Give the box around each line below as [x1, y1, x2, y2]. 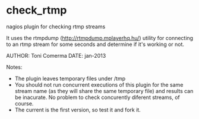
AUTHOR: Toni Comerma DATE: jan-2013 [6, 52, 106, 59]
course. [14, 100, 34, 107]
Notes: [6, 63, 23, 71]
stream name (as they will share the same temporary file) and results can [14, 87, 194, 94]
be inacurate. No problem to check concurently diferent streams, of [14, 94, 180, 101]
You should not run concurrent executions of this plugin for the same [14, 81, 184, 88]
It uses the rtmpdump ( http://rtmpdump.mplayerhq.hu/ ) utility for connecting [6, 34, 194, 41]
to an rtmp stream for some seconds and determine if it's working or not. [6, 41, 185, 48]
